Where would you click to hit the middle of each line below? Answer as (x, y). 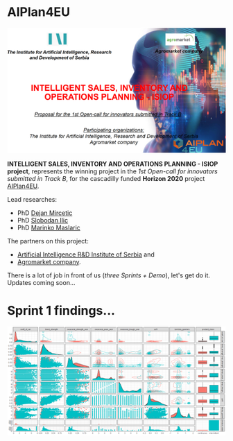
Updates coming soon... (41, 282)
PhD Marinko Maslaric (49, 227)
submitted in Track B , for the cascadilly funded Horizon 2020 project (106, 178)
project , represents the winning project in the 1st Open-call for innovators (113, 171)
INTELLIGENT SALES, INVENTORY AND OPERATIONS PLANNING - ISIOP (113, 164)
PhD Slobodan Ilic (42, 220)
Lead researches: (32, 199)
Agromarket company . (49, 261)
